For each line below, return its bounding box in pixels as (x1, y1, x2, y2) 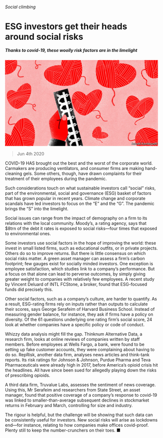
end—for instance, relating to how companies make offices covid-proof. (5, 422, 149, 428)
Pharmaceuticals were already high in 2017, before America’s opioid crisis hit (5, 362, 158, 368)
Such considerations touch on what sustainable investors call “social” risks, (5, 185, 156, 191)
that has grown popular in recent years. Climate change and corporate (5, 196, 146, 202)
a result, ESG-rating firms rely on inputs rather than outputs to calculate (5, 301, 148, 307)
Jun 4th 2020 (16, 151, 45, 157)
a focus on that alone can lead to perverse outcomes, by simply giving (5, 271, 146, 277)
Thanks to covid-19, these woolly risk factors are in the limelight (5, 48, 137, 53)
